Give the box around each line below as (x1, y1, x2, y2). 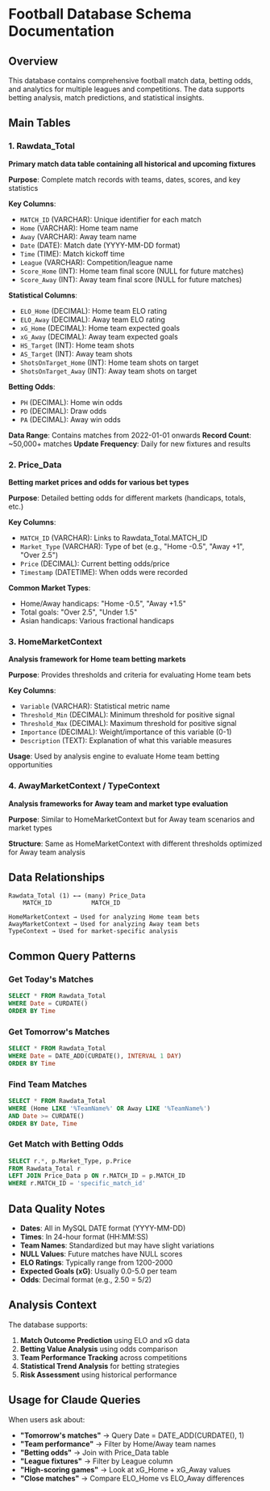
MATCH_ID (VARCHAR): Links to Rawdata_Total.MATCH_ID (19, 533, 208, 543)
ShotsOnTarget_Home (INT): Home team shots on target (19, 357, 199, 367)
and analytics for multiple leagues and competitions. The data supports (8, 84, 245, 94)
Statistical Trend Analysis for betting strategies (19, 1361, 180, 1371)
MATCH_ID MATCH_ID (23, 899, 121, 907)
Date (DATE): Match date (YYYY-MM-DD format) (19, 240, 181, 250)
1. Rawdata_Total (8, 141, 75, 152)
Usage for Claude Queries (8, 1393, 141, 1407)
